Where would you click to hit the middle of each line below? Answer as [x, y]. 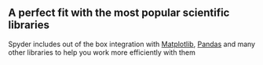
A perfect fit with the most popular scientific [119, 13]
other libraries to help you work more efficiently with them [102, 52]
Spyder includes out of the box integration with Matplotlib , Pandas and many [132, 44]
